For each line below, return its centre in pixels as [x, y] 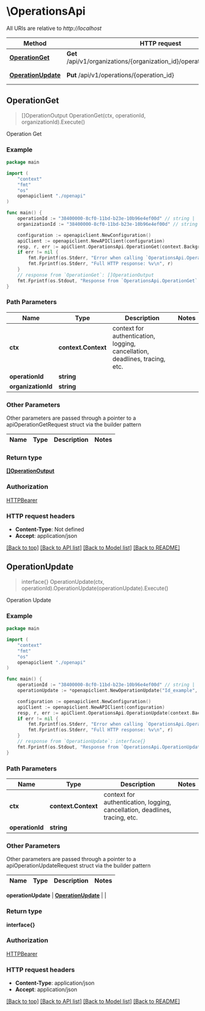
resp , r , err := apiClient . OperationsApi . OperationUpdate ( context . [105, 713]
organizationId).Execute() [53, 122]
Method [35, 43]
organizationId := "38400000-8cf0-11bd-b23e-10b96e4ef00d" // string [108, 224]
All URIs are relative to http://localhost [54, 28]
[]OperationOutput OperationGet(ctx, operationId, [83, 115]
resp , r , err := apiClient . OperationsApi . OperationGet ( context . [101, 247]
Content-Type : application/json [55, 983]
